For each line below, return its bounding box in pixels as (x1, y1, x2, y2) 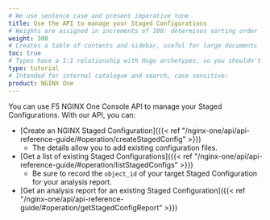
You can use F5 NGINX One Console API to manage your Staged (8, 102, 222, 111)
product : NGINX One (8, 79, 74, 87)
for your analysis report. (31, 176, 113, 186)
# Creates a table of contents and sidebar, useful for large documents (8, 42, 258, 50)
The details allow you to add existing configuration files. (31, 143, 218, 152)
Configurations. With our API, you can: (8, 110, 136, 119)
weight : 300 (8, 34, 48, 43)
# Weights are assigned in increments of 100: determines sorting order (8, 27, 258, 35)
